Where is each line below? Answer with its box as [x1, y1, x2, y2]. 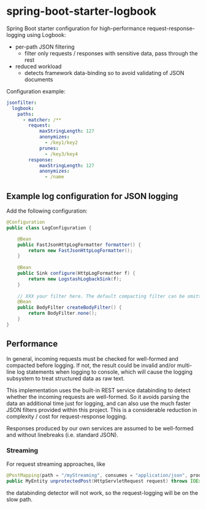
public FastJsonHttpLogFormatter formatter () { [17, 242, 141, 248]
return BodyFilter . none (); [28, 310, 97, 317]
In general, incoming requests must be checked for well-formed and [6, 355, 179, 362]
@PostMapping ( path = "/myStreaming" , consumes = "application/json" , [6, 472, 188, 478]
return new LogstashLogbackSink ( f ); [28, 275, 122, 282]
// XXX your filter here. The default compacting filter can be [17, 293, 185, 299]
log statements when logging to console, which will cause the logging [17, 368, 193, 376]
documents [24, 76, 53, 83]
